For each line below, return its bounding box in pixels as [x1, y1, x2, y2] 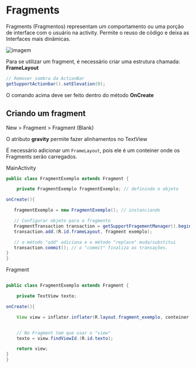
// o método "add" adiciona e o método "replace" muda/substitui [13, 239, 176, 245]
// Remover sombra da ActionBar [6, 75, 85, 81]
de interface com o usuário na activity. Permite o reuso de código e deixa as [6, 29, 190, 36]
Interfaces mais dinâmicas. [6, 35, 71, 42]
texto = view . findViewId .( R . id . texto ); [16, 335, 114, 341]
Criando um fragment [6, 109, 86, 119]
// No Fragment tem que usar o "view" [16, 330, 111, 336]
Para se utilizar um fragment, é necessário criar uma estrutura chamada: [6, 58, 180, 65]
